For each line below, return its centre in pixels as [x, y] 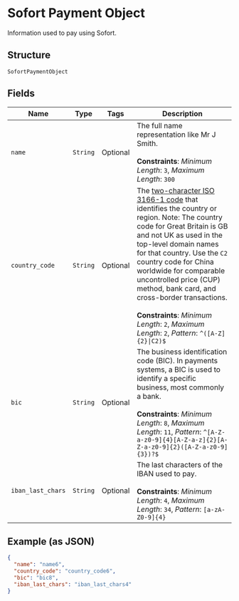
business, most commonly [180, 387]
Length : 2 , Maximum [170, 324]
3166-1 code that [167, 199]
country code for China [175, 261]
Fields [21, 94]
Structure [29, 55]
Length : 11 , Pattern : [169, 432]
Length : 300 [156, 179]
